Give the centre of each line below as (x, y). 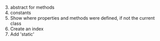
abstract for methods (32, 7)
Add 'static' (22, 34)
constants (21, 13)
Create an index (27, 29)
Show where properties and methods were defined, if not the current (82, 18)
